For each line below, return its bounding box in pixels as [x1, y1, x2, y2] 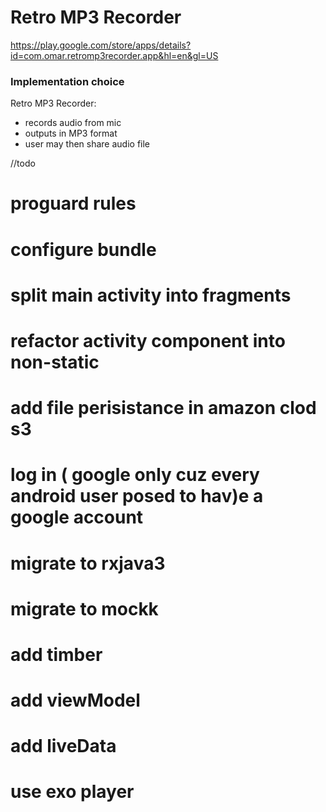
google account [10, 506, 144, 529]
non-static [10, 351, 100, 373]
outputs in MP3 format [24, 127, 118, 140]
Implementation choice [10, 74, 125, 88]
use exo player [10, 781, 135, 803]
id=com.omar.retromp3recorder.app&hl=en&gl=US [10, 49, 219, 61]
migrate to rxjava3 [10, 552, 166, 575]
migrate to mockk [10, 597, 159, 620]
